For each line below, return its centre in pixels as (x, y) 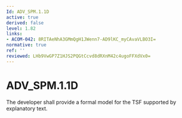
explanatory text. (27, 108)
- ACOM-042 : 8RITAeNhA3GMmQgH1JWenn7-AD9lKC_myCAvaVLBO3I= (81, 39)
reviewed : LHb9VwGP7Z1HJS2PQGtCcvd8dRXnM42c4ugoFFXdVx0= (78, 56)
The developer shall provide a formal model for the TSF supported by (91, 102)
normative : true (26, 45)
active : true (22, 17)
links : (14, 34)
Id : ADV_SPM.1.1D (28, 12)
